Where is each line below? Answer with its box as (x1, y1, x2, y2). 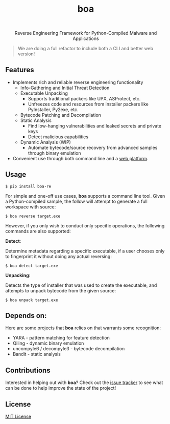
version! (17, 51, 35, 57)
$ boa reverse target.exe (5, 214, 60, 219)
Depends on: (5, 311, 47, 320)
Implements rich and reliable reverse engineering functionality (12, 79, 143, 85)
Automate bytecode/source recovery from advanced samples (28, 144, 158, 151)
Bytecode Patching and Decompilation (20, 112, 101, 118)
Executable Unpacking (20, 90, 68, 96)
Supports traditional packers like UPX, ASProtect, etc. (28, 95, 141, 101)
